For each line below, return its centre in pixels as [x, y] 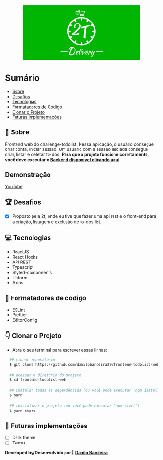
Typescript [23, 267]
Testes [19, 443]
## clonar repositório [32, 360]
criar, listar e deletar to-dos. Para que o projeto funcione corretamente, [77, 154]
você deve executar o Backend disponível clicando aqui [62, 159]
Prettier [19, 315]
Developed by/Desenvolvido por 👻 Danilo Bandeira [57, 453]
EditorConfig [25, 320]
